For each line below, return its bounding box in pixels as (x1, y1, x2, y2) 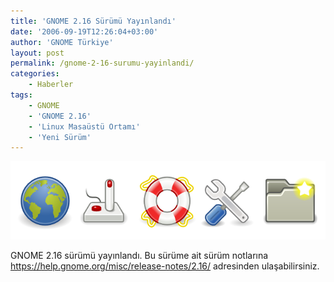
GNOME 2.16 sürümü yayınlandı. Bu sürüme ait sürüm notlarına (10, 249, 269, 261)
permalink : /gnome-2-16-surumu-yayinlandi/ (10, 58, 195, 69)
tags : (10, 90, 33, 100)
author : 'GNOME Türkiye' (10, 37, 114, 47)
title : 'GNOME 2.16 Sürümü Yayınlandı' (10, 16, 177, 26)
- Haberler (28, 80, 74, 90)
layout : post (10, 48, 65, 58)
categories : (10, 69, 60, 79)
